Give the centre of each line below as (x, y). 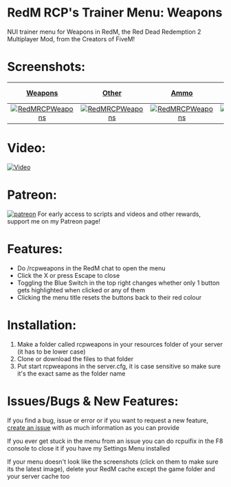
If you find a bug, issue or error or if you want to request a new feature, (108, 420)
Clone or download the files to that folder (75, 358)
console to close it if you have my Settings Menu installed (89, 448)
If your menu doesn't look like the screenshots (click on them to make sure (113, 462)
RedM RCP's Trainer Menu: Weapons (115, 13)
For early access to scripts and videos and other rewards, (119, 214)
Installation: (42, 325)
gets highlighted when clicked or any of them (81, 290)
